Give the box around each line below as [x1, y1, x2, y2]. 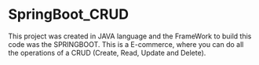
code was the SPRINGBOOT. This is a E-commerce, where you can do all [8, 39, 244, 49]
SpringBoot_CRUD [8, 5, 129, 23]
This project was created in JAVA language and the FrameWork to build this [8, 31, 252, 41]
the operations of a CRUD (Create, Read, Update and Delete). [8, 48, 206, 57]
